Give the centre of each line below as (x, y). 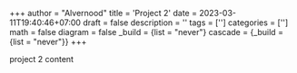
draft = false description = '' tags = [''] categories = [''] (186, 23)
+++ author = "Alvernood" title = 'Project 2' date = (104, 13)
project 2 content (42, 59)
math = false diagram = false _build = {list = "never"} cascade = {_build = (147, 32)
